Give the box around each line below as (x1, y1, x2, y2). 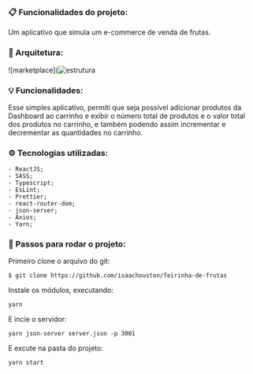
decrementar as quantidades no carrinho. (8, 128, 143, 137)
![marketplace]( (8, 65, 58, 75)
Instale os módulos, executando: (8, 286, 114, 295)
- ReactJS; (8, 165, 44, 173)
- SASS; (8, 172, 34, 180)
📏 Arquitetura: (8, 47, 64, 58)
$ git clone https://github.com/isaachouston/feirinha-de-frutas (8, 272, 227, 280)
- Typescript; (8, 180, 55, 187)
